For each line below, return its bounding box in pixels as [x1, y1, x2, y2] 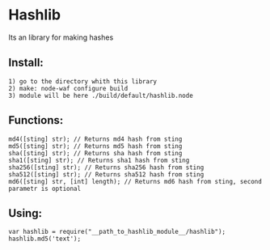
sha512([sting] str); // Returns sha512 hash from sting [8, 170, 205, 179]
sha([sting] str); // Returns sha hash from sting [8, 149, 183, 157]
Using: [8, 206, 43, 220]
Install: [8, 56, 44, 70]
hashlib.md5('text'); [8, 235, 82, 244]
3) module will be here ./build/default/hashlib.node [8, 91, 194, 100]
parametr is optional [8, 184, 82, 193]
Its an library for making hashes [8, 32, 114, 42]
